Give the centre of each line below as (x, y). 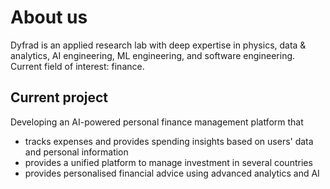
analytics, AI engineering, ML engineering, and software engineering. (153, 55)
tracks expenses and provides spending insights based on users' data (169, 141)
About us (49, 17)
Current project (59, 97)
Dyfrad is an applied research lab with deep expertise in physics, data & (158, 45)
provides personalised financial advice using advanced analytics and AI (172, 173)
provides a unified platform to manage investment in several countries (168, 162)
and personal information (76, 152)
